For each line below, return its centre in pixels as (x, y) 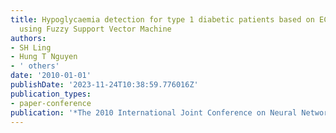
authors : (28, 38)
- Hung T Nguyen (44, 57)
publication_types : (51, 94)
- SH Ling (31, 47)
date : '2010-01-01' (51, 76)
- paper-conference (51, 103)
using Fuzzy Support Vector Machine (95, 29)
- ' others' (35, 66)
